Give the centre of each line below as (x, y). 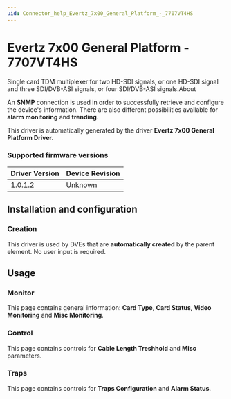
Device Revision (93, 173)
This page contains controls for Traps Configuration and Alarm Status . (109, 388)
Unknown (82, 185)
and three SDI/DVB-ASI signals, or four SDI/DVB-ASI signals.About (102, 89)
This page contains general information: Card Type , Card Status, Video (109, 308)
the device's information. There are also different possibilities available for (113, 109)
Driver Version (35, 173)
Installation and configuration (72, 210)
